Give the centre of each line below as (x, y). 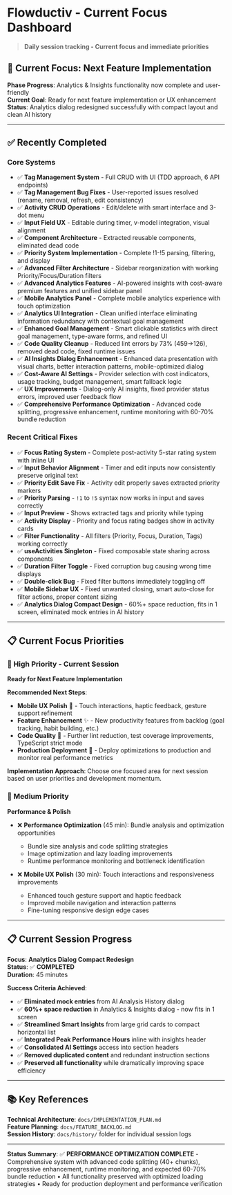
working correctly (42, 544)
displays (29, 574)
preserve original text (47, 475)
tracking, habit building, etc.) (58, 728)
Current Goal (26, 100)
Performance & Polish (39, 811)
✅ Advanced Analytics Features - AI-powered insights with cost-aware (120, 283)
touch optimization (43, 306)
